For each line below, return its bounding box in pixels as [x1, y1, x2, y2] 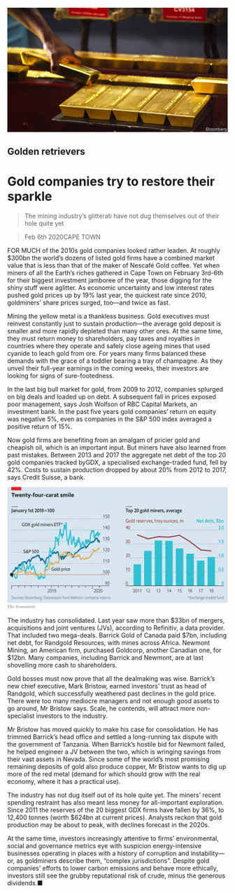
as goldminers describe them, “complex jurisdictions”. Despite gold [16, 857, 210, 865]
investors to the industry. [36, 712, 108, 720]
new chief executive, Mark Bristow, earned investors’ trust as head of [7, 682, 207, 691]
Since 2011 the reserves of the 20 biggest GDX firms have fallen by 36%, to [7, 806, 225, 815]
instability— [190, 849, 225, 858]
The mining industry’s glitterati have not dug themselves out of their [24, 212, 220, 220]
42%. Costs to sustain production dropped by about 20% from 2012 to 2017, [7, 465, 227, 473]
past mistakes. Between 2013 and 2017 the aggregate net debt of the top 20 [7, 450, 227, 459]
